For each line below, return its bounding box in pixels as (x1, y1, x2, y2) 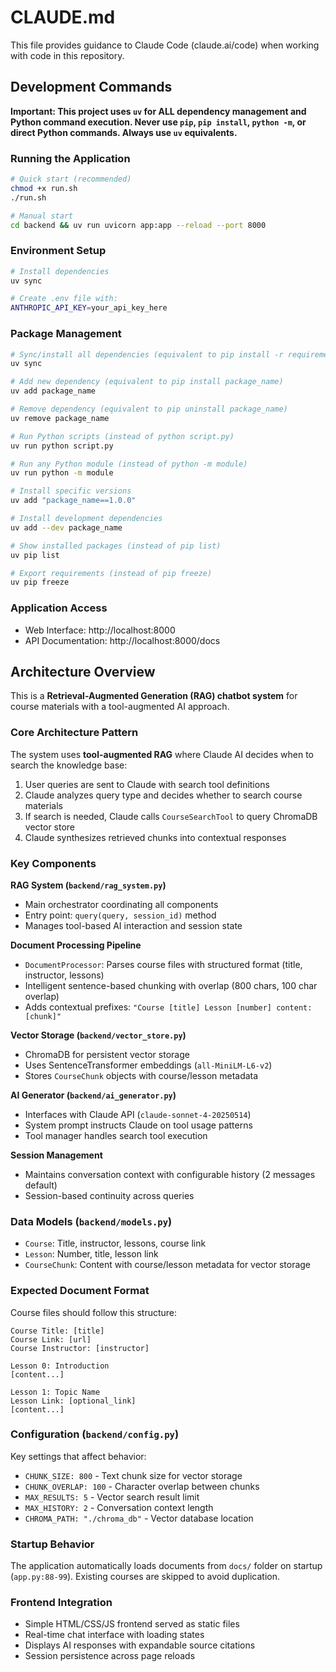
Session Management (10, 1149, 103, 1161)
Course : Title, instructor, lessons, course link (24, 1237, 207, 1250)
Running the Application (10, 151, 131, 165)
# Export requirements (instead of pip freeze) (10, 568, 213, 578)
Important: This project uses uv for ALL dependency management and (10, 105, 307, 117)
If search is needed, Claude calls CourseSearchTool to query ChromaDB (24, 810, 318, 822)
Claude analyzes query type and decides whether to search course (24, 789, 303, 801)
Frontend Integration (10, 1596, 113, 1610)
